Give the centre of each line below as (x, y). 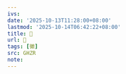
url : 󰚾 (17, 40)
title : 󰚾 (20, 33)
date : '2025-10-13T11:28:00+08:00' (59, 20)
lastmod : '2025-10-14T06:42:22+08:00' (64, 27)
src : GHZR (22, 54)
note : (15, 60)
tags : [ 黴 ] (23, 47)
